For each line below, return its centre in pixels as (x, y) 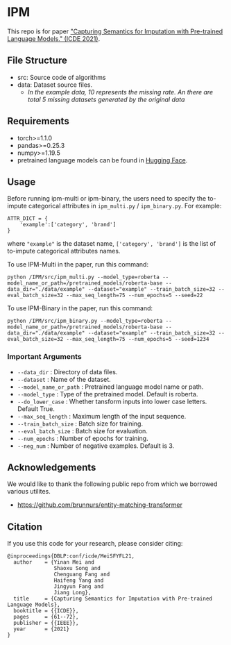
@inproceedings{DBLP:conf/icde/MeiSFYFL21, (71, 556)
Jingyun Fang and (79, 587)
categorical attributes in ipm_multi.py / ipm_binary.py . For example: (125, 206)
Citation (25, 527)
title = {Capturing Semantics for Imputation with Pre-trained (113, 599)
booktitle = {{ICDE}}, (46, 611)
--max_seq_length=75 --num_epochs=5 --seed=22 (135, 296)
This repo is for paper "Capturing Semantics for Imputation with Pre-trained (115, 31)
